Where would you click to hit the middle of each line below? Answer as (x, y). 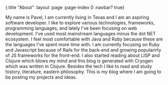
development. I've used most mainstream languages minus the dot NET (81, 34)
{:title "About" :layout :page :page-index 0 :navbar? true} (65, 7)
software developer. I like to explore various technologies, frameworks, (80, 23)
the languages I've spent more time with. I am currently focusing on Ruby (82, 45)
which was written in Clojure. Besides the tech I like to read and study (79, 66)
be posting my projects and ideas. (41, 77)
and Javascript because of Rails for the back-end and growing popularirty (83, 50)
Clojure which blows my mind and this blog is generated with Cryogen (79, 61)
